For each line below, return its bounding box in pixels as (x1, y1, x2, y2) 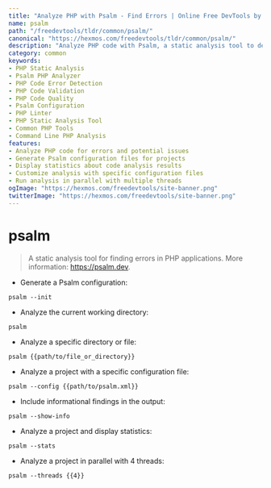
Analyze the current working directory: (19, 307, 149, 317)
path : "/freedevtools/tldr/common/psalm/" (8, 27, 153, 35)
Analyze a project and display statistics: (19, 426, 152, 436)
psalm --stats (8, 441, 56, 450)
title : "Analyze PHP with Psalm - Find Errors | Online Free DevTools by (8, 11, 262, 20)
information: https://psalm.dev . (27, 261, 131, 271)
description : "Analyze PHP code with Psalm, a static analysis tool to (8, 42, 254, 50)
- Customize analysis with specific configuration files (8, 169, 204, 177)
